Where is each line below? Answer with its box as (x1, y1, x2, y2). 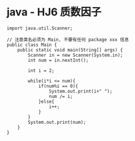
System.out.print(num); (28, 119, 86, 125)
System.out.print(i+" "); (48, 88, 113, 94)
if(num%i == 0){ (38, 83, 78, 89)
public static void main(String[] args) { (17, 47, 123, 53)
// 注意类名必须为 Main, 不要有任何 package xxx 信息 (6, 37, 129, 42)
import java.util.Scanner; (6, 25, 73, 31)
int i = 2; (28, 67, 55, 74)
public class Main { (6, 42, 58, 48)
